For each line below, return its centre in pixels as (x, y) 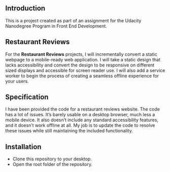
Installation (23, 147)
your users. (17, 81)
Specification (27, 97)
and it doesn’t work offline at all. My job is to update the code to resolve (80, 125)
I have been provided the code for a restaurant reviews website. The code (82, 109)
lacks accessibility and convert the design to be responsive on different (80, 65)
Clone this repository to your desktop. (52, 159)
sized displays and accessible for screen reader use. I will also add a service (85, 70)
